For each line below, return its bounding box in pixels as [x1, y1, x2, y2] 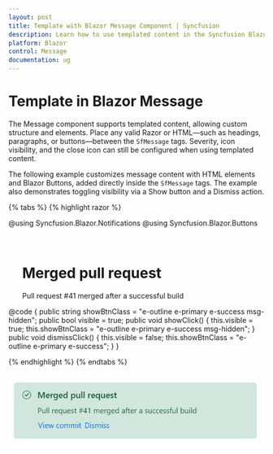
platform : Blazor [8, 39, 67, 47]
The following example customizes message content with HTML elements [8, 169, 256, 179]
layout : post [8, 13, 53, 21]
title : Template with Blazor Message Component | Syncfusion [8, 21, 220, 30]
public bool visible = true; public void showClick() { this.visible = [38, 315, 253, 325]
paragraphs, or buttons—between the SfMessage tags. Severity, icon [8, 136, 236, 146]
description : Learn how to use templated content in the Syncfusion [8, 30, 245, 38]
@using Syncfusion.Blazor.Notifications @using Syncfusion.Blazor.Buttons [8, 218, 258, 228]
